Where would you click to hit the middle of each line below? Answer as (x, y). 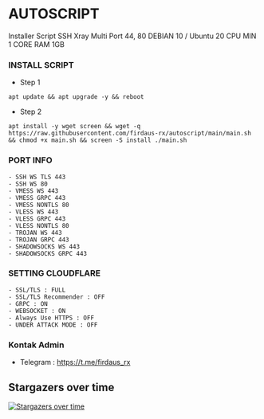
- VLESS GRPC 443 (37, 219)
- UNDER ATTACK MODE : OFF (53, 325)
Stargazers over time (61, 387)
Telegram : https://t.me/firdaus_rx (75, 362)
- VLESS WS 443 (33, 212)
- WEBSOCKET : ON (37, 311)
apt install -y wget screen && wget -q (75, 127)
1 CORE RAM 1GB (37, 44)
